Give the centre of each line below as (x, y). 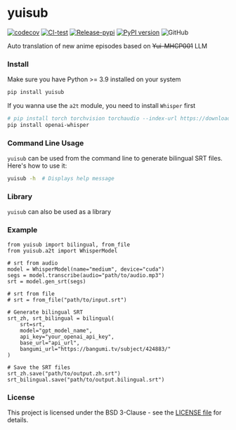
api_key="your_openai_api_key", (67, 337)
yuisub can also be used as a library (59, 212)
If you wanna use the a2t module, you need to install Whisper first (101, 106)
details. (18, 419)
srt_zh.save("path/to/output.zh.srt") (64, 373)
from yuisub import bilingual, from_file (69, 244)
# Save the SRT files (39, 367)
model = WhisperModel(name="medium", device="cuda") (86, 269)
